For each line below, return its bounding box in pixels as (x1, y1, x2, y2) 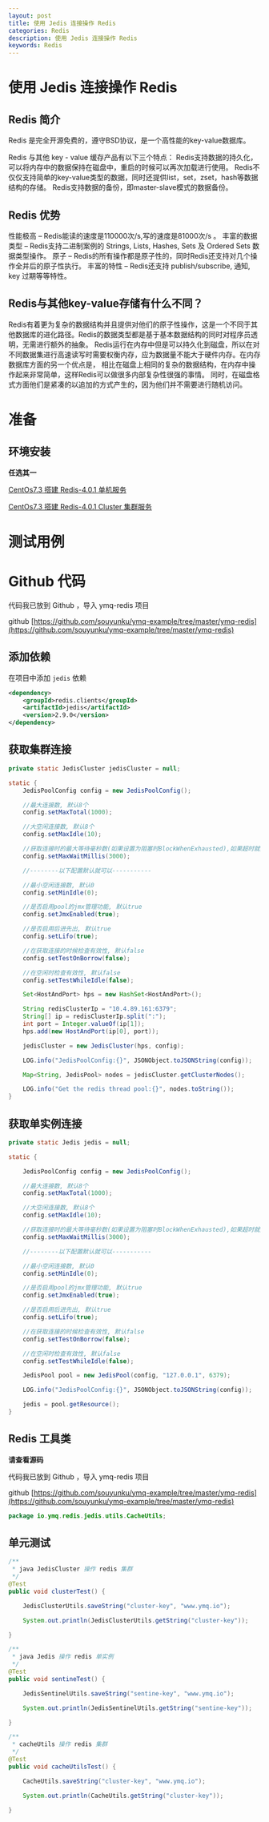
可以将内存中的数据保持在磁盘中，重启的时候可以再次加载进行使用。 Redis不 (8, 163, 260, 172)
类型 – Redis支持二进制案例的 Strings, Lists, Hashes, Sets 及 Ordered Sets (8, 241, 251, 251)
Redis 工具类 (8, 1432, 71, 1446)
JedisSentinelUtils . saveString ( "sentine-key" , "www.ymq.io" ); (22, 1689, 235, 1698)
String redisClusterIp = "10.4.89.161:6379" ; (22, 1005, 178, 1013)
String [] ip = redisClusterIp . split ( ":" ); (22, 1012, 167, 1021)
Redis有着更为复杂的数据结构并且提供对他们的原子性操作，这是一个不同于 (8, 320, 251, 329)
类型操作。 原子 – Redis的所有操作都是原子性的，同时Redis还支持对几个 (14, 251, 251, 260)
